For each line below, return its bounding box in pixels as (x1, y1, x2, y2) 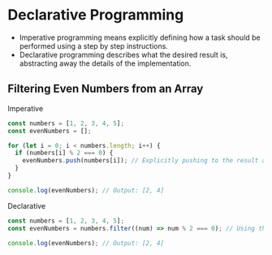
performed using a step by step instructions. (19, 41, 168, 50)
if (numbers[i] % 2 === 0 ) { (15, 149, 114, 158)
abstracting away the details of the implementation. (19, 58, 192, 68)
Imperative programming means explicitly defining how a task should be (19, 32, 261, 42)
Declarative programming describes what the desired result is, (19, 50, 228, 59)
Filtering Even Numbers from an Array (7, 82, 204, 96)
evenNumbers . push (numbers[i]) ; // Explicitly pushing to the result (22, 157, 259, 165)
